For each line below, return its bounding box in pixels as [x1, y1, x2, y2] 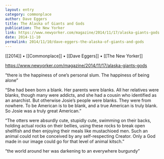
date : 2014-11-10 [5, 35, 41, 40]
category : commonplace [5, 12, 52, 17]
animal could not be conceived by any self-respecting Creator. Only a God [5, 133, 156, 139]
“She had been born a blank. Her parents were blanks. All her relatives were [5, 87, 159, 93]
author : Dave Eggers [5, 16, 48, 21]
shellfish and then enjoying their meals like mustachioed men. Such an [5, 128, 148, 134]
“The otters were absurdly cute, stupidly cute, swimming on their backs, [5, 117, 151, 123]
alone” [5, 77, 18, 83]
